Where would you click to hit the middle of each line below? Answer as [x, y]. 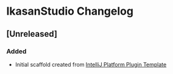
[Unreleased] [32, 34]
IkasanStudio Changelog [70, 11]
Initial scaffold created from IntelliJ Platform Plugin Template [91, 64]
